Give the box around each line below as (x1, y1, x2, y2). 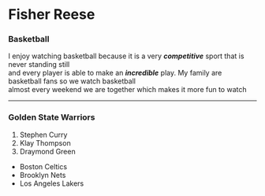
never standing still (8, 60, 70, 69)
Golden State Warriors (8, 112, 95, 123)
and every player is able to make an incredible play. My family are (8, 68, 222, 78)
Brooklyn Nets (19, 170, 66, 179)
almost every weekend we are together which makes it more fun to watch (8, 85, 247, 94)
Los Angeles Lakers (19, 179, 84, 188)
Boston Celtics (19, 161, 68, 171)
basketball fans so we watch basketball (8, 76, 136, 86)
